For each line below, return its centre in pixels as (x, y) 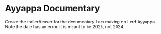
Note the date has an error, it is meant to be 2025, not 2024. (65, 26)
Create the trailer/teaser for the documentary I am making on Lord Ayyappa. (80, 22)
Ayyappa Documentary (52, 8)
